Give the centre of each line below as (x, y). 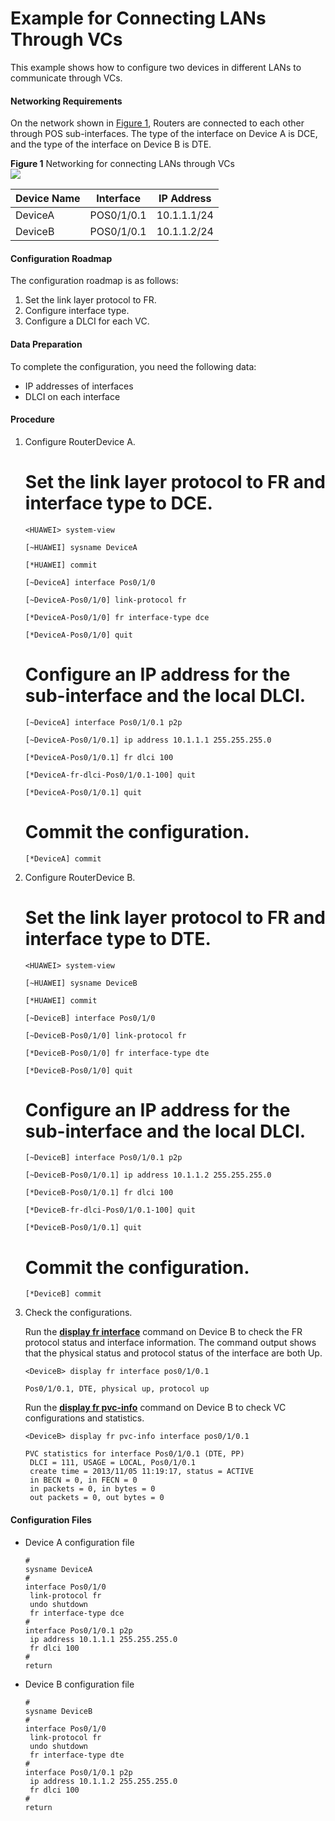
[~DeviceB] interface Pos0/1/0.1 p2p (103, 1158)
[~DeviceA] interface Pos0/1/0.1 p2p (103, 722)
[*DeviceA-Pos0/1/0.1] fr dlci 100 (99, 757)
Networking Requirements (66, 101)
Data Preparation (46, 344)
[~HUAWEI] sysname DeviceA (81, 547)
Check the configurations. (78, 1313)
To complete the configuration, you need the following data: (133, 366)
